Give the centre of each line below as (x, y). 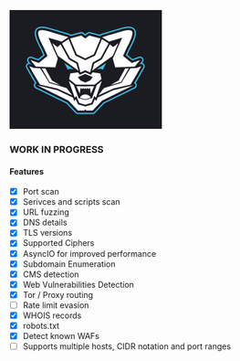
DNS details (45, 223)
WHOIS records (52, 315)
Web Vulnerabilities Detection (78, 284)
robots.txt (41, 325)
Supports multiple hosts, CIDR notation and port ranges (126, 346)
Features (26, 171)
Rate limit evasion (56, 305)
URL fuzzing (46, 212)
